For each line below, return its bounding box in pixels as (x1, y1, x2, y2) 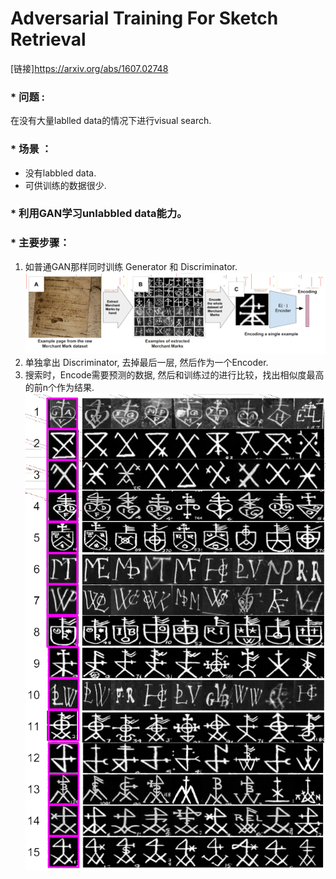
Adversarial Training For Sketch (10, 7, 279, 30)
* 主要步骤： (10, 236, 70, 250)
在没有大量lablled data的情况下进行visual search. (10, 115, 212, 127)
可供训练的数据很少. (24, 179, 107, 191)
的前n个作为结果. (24, 382, 95, 394)
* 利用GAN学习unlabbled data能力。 (10, 207, 188, 221)
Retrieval (10, 28, 87, 51)
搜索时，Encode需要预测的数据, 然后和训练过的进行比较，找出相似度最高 (24, 369, 325, 381)
